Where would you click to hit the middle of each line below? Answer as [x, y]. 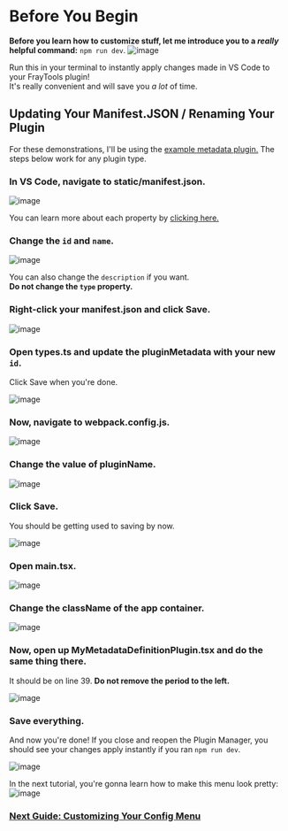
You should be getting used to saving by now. [92, 526]
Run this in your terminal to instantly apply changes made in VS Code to [140, 67]
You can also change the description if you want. [99, 277]
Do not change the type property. [71, 287]
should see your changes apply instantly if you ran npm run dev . [125, 750]
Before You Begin [74, 16]
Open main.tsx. [43, 566]
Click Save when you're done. [64, 381]
